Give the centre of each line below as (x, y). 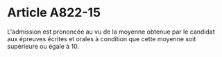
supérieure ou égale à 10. (43, 46)
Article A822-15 (54, 13)
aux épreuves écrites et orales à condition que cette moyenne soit (102, 38)
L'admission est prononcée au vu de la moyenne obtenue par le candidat (111, 32)
